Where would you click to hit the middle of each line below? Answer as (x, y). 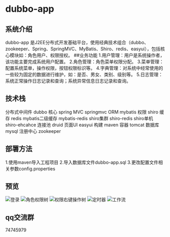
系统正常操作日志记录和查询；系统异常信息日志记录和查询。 (68, 81)
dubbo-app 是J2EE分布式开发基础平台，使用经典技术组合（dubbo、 (77, 42)
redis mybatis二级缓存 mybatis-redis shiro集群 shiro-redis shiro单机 (82, 118)
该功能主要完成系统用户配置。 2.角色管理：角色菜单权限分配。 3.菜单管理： (84, 62)
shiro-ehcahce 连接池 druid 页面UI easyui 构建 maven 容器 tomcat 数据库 (82, 125)
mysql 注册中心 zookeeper (33, 131)
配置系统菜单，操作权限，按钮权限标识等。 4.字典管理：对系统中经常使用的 (84, 68)
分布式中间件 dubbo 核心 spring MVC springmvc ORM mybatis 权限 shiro (82, 112)
